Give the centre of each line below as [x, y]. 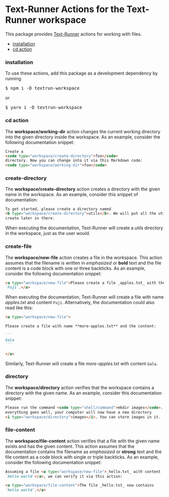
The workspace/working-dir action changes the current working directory [83, 131]
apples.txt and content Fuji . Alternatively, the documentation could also [80, 303]
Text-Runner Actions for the [65, 9]
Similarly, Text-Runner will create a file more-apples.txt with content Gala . [81, 363]
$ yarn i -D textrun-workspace [44, 108]
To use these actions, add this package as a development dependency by [81, 73]
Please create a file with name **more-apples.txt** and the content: [81, 326]
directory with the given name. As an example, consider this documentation [83, 393]
